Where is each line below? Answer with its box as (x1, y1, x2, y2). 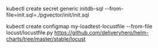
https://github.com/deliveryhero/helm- (54, 29, 149, 36)
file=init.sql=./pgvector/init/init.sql (6, 11, 89, 18)
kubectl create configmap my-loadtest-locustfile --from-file (6, 23, 153, 30)
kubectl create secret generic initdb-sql (6, 5, 103, 12)
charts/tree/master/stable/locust (6, 36, 86, 42)
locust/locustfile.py (6, 29, 54, 36)
